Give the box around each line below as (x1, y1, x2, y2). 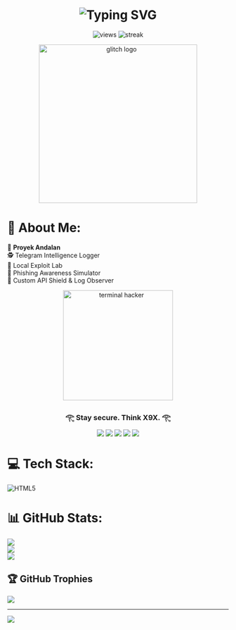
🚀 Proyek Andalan (7, 243, 61, 252)
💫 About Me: (7, 220, 81, 236)
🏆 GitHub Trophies (7, 573, 93, 585)
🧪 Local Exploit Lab (7, 261, 63, 269)
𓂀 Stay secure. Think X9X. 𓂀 (65, 412, 171, 422)
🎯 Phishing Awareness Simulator (7, 268, 101, 277)
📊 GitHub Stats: (7, 510, 103, 526)
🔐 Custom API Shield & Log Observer (7, 276, 114, 285)
